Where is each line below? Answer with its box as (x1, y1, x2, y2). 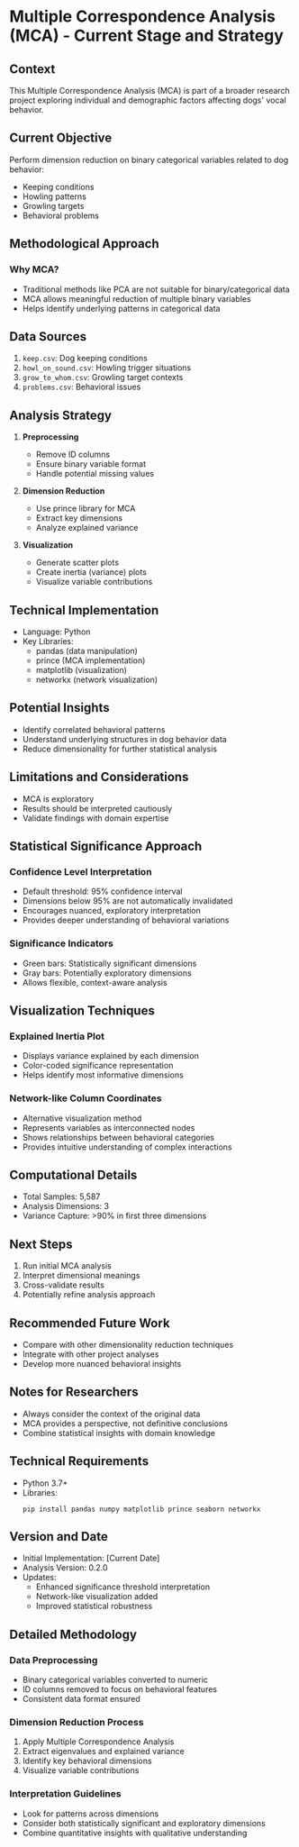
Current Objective (9, 131, 113, 146)
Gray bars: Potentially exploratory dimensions (22, 967, 192, 978)
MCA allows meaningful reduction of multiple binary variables (22, 293, 251, 304)
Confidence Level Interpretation (9, 865, 152, 878)
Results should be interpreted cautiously (22, 803, 173, 814)
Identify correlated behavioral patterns (22, 723, 166, 735)
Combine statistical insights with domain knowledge (22, 1427, 216, 1438)
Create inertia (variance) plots (35, 567, 147, 578)
